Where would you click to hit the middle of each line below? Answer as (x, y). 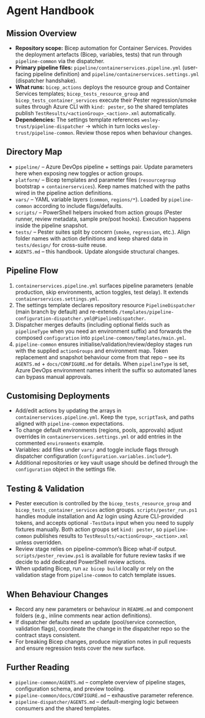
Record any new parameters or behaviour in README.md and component (104, 609)
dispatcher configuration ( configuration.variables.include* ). (94, 456)
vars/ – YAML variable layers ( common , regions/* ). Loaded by (91, 199)
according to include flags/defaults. (78, 205)
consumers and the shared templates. (63, 708)
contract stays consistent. (48, 635)
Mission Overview (42, 33)
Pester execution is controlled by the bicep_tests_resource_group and (103, 503)
